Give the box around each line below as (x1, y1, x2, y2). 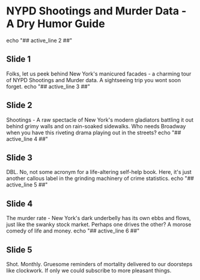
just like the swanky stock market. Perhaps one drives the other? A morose (6, 221, 192, 228)
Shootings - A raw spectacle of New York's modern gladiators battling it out (6, 116, 194, 124)
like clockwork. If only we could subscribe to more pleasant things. (6, 267, 172, 274)
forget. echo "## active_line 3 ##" (6, 83, 90, 90)
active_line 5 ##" (6, 181, 48, 188)
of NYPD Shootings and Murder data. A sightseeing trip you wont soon (6, 76, 181, 83)
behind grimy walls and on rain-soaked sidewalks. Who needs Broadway (6, 122, 186, 130)
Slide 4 (6, 198, 33, 209)
